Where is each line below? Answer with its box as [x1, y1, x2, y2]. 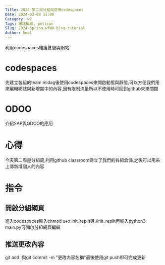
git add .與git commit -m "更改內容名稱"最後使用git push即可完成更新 [5, 254, 146, 260]
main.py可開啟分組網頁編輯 [5, 224, 60, 230]
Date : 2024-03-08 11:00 [5, 12, 55, 17]
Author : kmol [5, 30, 32, 35]
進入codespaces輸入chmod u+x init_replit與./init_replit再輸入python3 [5, 218, 146, 224]
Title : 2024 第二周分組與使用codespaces [5, 7, 84, 12]
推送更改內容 [5, 240, 45, 249]
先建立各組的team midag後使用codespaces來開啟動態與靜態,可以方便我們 [5, 79, 156, 85]
